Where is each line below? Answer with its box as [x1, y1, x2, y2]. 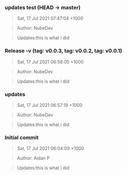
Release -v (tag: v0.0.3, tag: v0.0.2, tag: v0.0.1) [5, 47, 122, 54]
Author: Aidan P [17, 155, 50, 161]
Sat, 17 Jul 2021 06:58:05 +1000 [17, 59, 84, 65]
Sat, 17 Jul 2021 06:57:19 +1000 [17, 102, 82, 108]
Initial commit [5, 134, 39, 141]
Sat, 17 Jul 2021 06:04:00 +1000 [17, 145, 84, 151]
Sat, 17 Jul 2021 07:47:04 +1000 [17, 16, 83, 22]
